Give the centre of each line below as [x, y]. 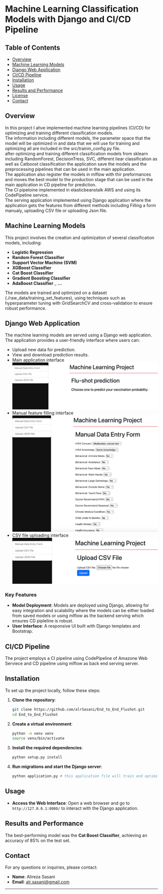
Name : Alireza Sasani [33, 877]
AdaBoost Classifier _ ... [37, 283]
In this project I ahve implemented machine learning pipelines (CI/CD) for [78, 128]
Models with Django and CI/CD [68, 19]
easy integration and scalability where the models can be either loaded [83, 611]
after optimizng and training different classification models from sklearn [77, 153]
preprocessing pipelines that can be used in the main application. [70, 169]
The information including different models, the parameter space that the [78, 138]
